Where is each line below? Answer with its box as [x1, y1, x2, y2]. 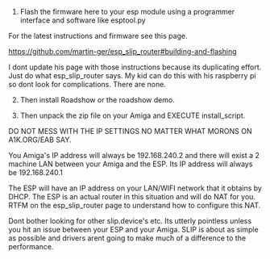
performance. [8, 242, 54, 251]
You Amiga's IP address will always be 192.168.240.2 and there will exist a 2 [8, 151, 260, 160]
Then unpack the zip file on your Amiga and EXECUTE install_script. [19, 111, 246, 120]
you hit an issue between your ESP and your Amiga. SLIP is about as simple [8, 225, 260, 234]
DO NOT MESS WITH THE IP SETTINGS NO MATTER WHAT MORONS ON [8, 127, 252, 136]
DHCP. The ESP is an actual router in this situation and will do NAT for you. [8, 192, 256, 201]
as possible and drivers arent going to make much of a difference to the [8, 233, 247, 243]
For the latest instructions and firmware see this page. [8, 31, 188, 40]
